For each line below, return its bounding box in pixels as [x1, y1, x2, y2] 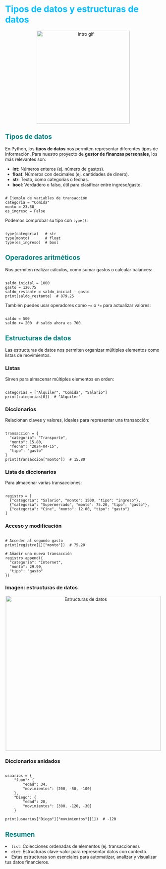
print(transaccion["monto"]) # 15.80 [5, 457, 85, 462]
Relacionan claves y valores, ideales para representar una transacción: [5, 417, 150, 423]
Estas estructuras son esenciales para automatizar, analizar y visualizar [11, 854, 157, 860]
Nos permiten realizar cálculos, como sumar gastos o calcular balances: [5, 266, 153, 272]
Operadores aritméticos [5, 253, 81, 262]
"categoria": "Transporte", [9, 435, 68, 440]
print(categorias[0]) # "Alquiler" [5, 394, 81, 399]
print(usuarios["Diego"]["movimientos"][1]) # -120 [5, 817, 116, 822]
